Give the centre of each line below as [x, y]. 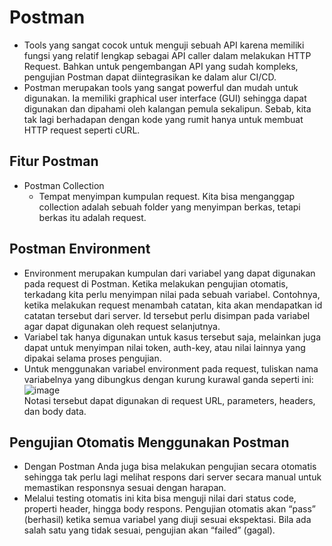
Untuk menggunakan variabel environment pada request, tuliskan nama [171, 368]
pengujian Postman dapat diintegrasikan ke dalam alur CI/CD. [150, 77]
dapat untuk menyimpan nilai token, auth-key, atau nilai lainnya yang [164, 347]
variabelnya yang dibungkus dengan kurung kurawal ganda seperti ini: [168, 379]
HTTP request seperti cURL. [82, 130]
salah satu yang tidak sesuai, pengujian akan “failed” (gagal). [149, 530]
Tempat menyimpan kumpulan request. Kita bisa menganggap [167, 196]
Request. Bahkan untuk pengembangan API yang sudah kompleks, [161, 66]
